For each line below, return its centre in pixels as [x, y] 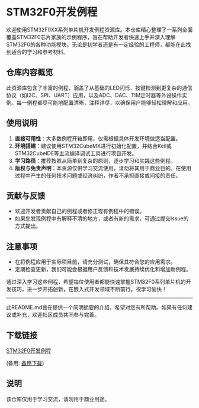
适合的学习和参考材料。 [40, 52]
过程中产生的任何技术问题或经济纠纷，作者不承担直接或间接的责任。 [98, 175]
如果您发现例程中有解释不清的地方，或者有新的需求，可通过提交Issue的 [102, 219]
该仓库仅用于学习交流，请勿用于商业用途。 [58, 399]
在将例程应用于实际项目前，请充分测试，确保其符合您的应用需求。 [95, 262]
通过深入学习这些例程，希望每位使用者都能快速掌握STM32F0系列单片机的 [96, 282]
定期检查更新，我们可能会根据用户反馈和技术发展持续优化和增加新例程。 [103, 269]
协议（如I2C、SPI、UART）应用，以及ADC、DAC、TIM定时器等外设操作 [94, 95]
